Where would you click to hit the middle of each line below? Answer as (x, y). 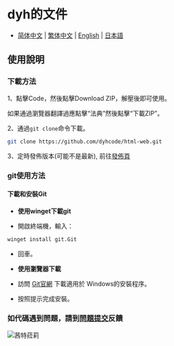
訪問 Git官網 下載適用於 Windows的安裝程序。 (84, 283)
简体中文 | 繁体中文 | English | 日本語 (70, 35)
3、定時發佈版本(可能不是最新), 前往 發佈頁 (69, 156)
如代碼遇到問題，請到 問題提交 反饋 (65, 319)
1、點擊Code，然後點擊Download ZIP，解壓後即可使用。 (89, 98)
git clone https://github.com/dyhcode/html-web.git (85, 142)
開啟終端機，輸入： (45, 225)
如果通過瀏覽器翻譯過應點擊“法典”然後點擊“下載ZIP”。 (86, 113)
